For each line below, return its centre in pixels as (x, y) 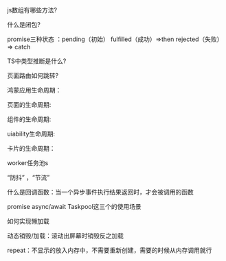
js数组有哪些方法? (32, 10)
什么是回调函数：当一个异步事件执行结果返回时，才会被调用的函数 (100, 192)
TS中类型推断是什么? (37, 61)
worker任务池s (28, 163)
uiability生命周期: (31, 134)
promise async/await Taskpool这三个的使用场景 (75, 207)
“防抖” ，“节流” (29, 177)
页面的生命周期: (29, 104)
